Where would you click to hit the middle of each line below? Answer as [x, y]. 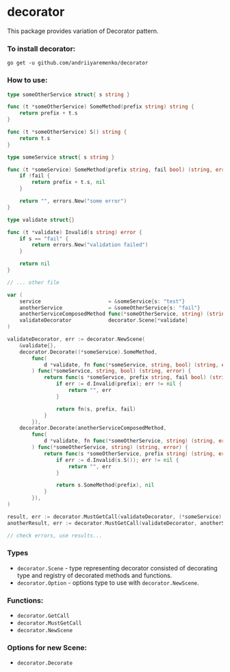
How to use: [27, 80]
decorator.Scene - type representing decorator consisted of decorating [117, 568]
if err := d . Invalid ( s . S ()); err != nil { [117, 460]
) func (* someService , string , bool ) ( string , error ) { [112, 371]
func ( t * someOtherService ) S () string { [67, 132]
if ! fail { [35, 176]
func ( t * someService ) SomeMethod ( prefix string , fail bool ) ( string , [110, 170]
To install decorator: [41, 49]
